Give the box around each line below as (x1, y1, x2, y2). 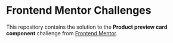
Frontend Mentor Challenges (6, 4, 152, 17)
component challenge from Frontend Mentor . (6, 29, 118, 36)
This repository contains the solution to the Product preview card (6, 23, 168, 30)
